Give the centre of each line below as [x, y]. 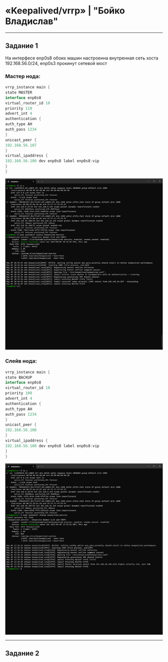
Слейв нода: [21, 361]
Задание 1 [22, 46]
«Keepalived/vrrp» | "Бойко [65, 11]
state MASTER [19, 92]
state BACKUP [19, 377]
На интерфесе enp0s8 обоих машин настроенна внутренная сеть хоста [82, 58]
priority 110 [19, 108]
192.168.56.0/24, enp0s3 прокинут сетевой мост [56, 63]
